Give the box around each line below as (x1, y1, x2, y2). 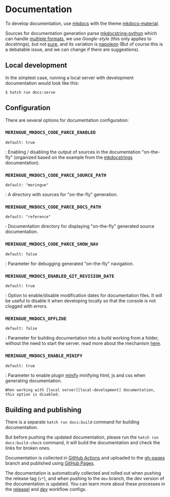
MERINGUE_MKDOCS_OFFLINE (5, 316, 67, 321)
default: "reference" (5, 214, 51, 219)
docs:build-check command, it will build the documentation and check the (5, 440, 160, 446)
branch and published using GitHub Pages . (5, 460, 95, 467)
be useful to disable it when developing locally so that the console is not (5, 298, 156, 304)
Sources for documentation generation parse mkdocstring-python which (5, 30, 157, 36)
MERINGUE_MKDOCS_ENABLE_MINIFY (5, 353, 83, 359)
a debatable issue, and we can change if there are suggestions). (5, 46, 140, 52)
